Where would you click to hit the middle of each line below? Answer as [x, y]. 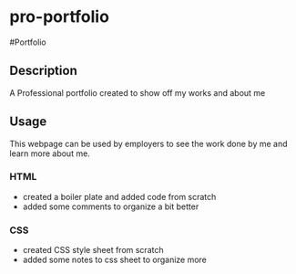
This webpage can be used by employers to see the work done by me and [149, 143]
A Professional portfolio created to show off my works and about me [138, 92]
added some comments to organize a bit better [111, 206]
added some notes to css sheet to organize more [115, 260]
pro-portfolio [59, 17]
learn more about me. [50, 153]
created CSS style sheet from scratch [93, 250]
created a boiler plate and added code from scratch [119, 196]
